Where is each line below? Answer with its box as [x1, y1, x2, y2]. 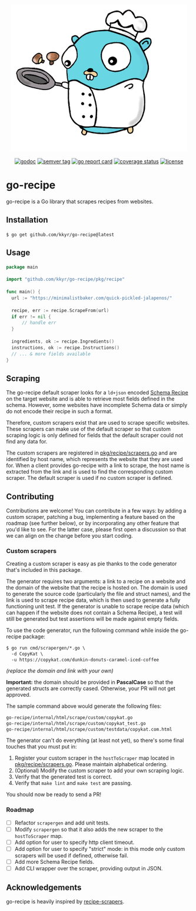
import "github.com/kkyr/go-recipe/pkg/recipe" [6, 276, 125, 283]
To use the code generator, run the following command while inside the [6, 627, 179, 634]
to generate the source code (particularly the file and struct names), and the [6, 591, 191, 598]
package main [6, 264, 38, 270]
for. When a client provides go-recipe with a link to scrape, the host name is [6, 462, 190, 469]
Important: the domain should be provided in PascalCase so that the [6, 679, 174, 686]
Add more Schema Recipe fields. [14, 859, 94, 866]
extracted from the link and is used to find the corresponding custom [6, 468, 174, 475]
